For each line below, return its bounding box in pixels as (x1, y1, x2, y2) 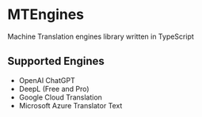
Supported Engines (7, 55, 105, 68)
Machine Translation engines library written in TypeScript (7, 32, 195, 41)
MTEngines (7, 6, 85, 24)
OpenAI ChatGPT (18, 75, 76, 85)
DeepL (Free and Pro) (18, 84, 90, 93)
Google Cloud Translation (18, 92, 102, 102)
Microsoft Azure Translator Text (18, 100, 123, 110)
